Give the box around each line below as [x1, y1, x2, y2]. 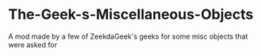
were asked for [8, 39, 58, 49]
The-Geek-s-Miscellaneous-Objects [8, 6, 254, 24]
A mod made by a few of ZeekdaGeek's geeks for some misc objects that [8, 32, 248, 41]
